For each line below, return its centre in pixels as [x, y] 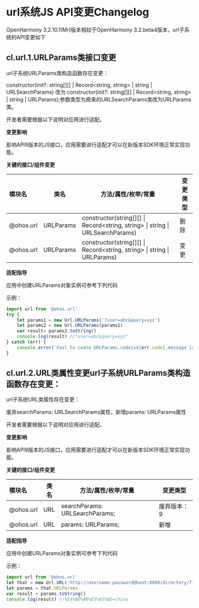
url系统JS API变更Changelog [78, 12]
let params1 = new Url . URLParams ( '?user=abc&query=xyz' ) [89, 320]
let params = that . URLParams [42, 588]
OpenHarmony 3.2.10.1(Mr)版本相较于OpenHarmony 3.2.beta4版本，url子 [95, 30]
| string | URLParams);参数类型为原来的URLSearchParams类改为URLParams [99, 99]
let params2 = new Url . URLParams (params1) [70, 326]
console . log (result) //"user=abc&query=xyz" [73, 337]
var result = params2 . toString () [57, 331]
